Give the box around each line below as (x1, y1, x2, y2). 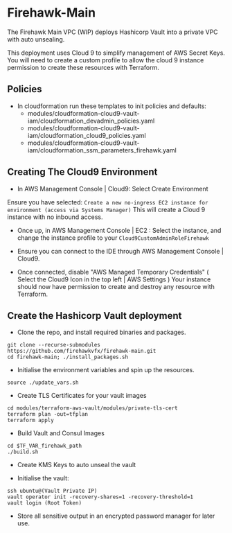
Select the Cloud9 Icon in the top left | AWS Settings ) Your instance (17, 275, 211, 283)
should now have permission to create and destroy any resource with (17, 282, 215, 290)
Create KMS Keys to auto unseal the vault (17, 461, 136, 469)
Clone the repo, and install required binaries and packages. (17, 328, 186, 337)
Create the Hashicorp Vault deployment (7, 310, 182, 322)
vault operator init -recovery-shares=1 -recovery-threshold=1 (7, 493, 194, 500)
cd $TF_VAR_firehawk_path (7, 442, 82, 450)
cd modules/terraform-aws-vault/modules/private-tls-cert (7, 405, 178, 412)
